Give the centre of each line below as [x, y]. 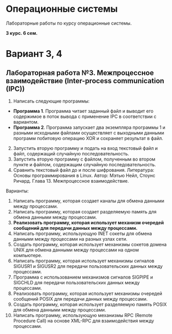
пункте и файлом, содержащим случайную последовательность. [84, 164]
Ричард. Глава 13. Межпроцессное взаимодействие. [71, 181]
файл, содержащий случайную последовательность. [71, 153]
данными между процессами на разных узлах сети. [70, 239]
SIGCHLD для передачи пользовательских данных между [77, 282]
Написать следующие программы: [51, 101]
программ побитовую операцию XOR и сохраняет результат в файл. [88, 138]
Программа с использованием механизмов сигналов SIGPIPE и [83, 277]
